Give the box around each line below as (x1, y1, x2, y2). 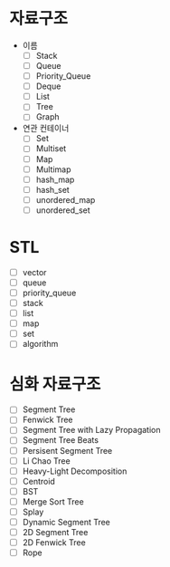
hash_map (35, 174, 75, 185)
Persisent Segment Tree (22, 445, 113, 456)
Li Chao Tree (22, 455, 71, 466)
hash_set (35, 184, 70, 195)
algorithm (22, 339, 59, 350)
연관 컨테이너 (22, 123, 70, 134)
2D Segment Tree (22, 527, 89, 537)
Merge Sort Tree (22, 495, 84, 507)
